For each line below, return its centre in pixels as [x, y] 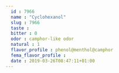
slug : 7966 [25, 22]
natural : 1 [25, 45]
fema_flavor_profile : [38, 55]
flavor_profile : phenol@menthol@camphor [62, 50]
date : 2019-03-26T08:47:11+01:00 [53, 61]
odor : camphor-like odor [42, 39]
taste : [20, 28]
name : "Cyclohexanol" [38, 17]
